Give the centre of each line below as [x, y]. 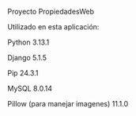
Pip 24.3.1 [23, 73]
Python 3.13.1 [28, 42]
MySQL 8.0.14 [30, 88]
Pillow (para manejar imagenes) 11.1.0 [68, 104]
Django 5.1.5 [27, 58]
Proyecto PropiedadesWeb [51, 12]
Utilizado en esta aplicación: [53, 27]
